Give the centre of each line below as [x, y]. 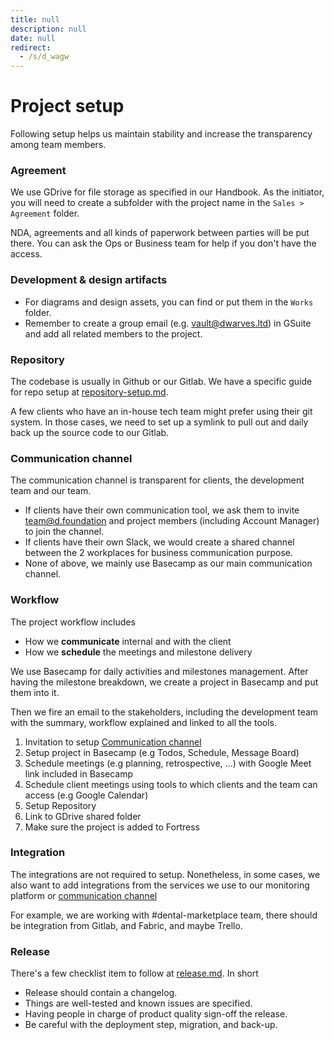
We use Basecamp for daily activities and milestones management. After [159, 671]
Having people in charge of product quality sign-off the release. [156, 1014]
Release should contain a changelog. [101, 993]
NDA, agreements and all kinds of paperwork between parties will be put [160, 233]
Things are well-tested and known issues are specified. [138, 1003]
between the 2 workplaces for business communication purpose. [159, 553]
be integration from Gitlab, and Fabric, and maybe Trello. [126, 925]
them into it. [35, 692]
